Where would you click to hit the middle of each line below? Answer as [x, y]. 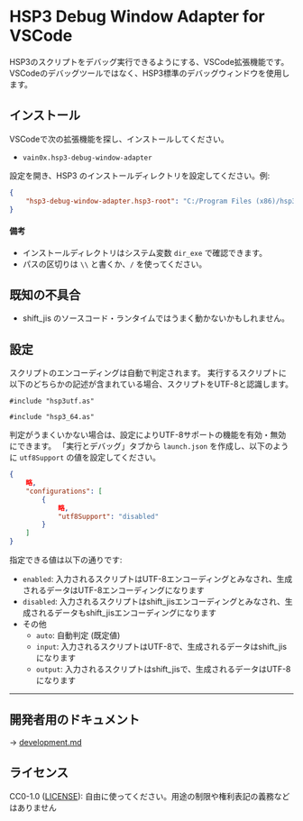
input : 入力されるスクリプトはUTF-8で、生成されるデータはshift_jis [161, 647]
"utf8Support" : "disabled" [108, 516]
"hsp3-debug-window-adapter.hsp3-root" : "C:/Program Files [139, 201]
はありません [33, 807]
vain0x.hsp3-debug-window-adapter [87, 158]
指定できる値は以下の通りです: [66, 560]
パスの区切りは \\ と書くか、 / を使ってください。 [115, 264]
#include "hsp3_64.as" [52, 417]
